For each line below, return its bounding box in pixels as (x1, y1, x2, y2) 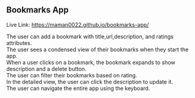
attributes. (6, 39, 32, 46)
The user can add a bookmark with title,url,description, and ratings (6, 33, 174, 40)
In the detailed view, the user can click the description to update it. (6, 78, 174, 85)
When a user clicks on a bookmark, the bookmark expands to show (6, 58, 175, 66)
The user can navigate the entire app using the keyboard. (6, 85, 151, 92)
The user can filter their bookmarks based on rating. (6, 71, 138, 79)
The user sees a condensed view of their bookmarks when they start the (6, 46, 189, 53)
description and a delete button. (6, 65, 87, 72)
